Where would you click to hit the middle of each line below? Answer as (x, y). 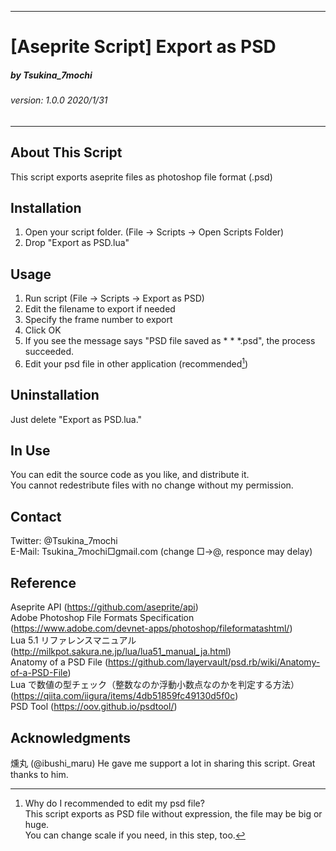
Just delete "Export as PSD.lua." (76, 419)
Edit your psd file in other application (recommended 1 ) (136, 363)
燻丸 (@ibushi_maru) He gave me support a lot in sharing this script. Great (163, 763)
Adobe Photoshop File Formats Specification (102, 618)
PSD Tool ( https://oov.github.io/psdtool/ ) (94, 707)
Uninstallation (55, 395)
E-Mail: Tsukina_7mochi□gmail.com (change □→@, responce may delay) (161, 552)
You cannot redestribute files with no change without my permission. (152, 485)
